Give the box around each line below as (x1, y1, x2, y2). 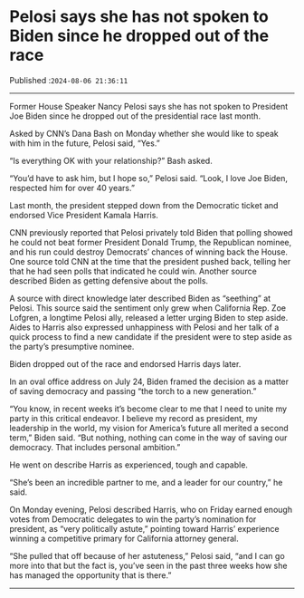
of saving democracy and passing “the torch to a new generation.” (9, 385, 257, 396)
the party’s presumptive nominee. (9, 341, 135, 352)
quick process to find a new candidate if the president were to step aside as (9, 331, 292, 342)
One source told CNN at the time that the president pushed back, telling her (9, 256, 291, 266)
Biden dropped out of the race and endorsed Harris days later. (9, 358, 242, 369)
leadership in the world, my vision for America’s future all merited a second (9, 422, 290, 433)
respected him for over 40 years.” (9, 182, 136, 193)
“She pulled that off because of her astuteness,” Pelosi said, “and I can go (9, 550, 285, 561)
